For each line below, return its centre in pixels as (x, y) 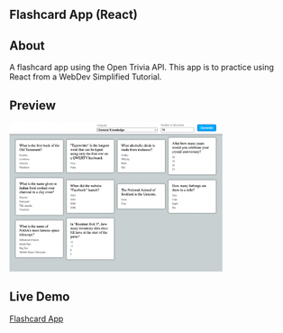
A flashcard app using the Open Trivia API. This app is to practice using (142, 68)
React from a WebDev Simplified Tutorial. (86, 77)
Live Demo (40, 297)
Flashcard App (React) (73, 15)
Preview (33, 105)
